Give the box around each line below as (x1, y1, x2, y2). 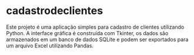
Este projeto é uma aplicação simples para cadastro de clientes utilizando (6, 23, 185, 30)
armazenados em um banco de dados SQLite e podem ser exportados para (6, 36, 189, 43)
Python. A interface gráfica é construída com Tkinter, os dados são (6, 29, 169, 36)
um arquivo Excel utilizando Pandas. (6, 42, 94, 49)
